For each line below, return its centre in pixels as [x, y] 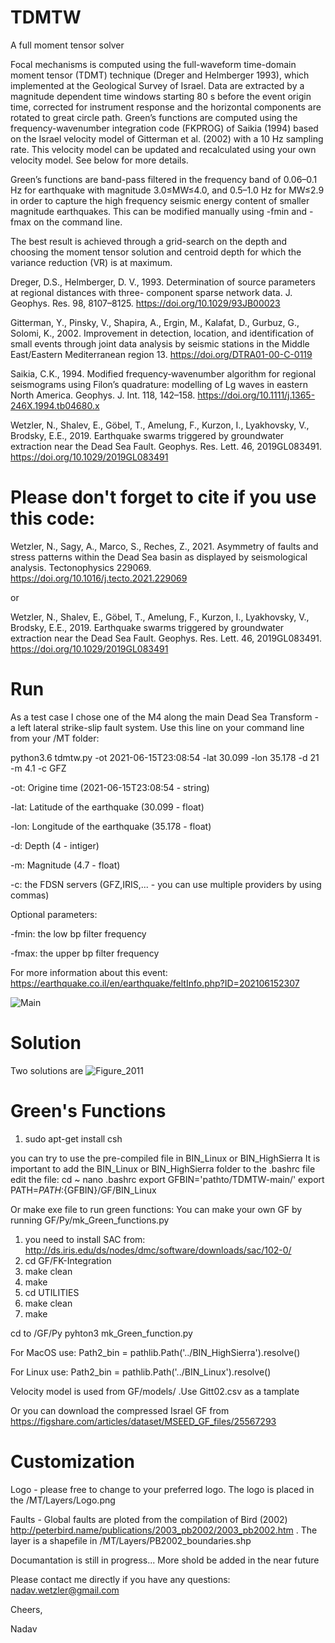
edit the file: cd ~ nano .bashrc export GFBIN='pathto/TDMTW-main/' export [167, 1179]
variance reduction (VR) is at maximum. [91, 262]
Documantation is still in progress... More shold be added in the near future [165, 1560]
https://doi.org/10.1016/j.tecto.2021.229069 [99, 578]
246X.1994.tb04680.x [55, 405]
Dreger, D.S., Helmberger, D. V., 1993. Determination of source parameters [163, 282]
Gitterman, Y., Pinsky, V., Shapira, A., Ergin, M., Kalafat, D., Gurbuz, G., [155, 322]
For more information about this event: [89, 972]
